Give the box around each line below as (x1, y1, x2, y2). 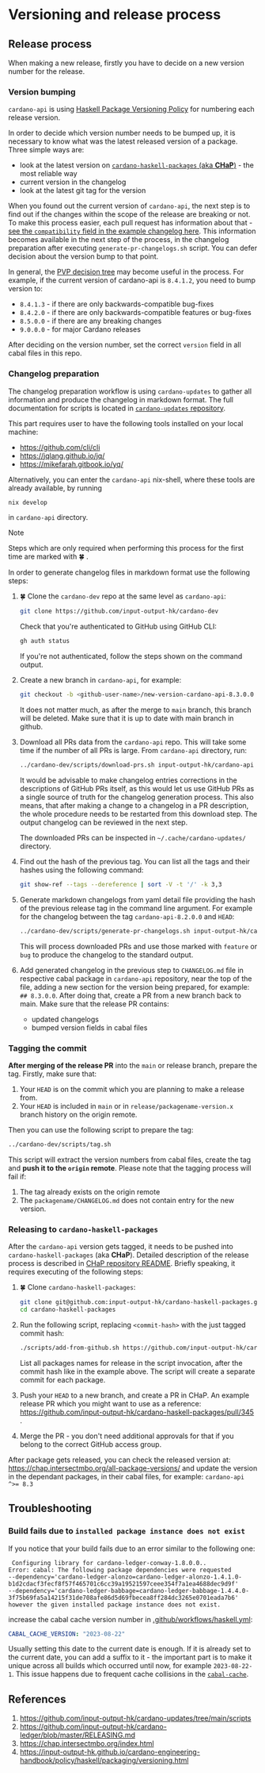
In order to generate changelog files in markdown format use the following (8, 567, 251, 577)
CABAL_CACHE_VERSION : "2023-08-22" (8, 1629, 126, 1638)
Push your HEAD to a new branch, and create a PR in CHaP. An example (19, 1390, 250, 1400)
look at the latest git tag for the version (19, 186, 146, 195)
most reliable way (19, 169, 78, 179)
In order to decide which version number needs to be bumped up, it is (8, 129, 236, 138)
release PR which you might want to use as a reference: (19, 1398, 202, 1408)
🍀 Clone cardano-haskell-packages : (19, 1283, 136, 1292)
